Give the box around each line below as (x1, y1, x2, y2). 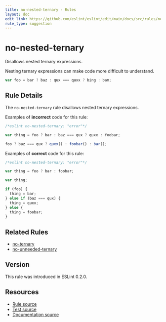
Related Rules (5, 228, 48, 236)
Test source (12, 306, 37, 312)
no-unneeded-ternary (12, 246, 57, 252)
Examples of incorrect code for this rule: (5, 114, 88, 120)
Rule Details (5, 91, 43, 100)
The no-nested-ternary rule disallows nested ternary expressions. (5, 104, 139, 110)
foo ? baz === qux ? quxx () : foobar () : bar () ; (5, 141, 107, 146)
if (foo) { (5, 187, 28, 192)
